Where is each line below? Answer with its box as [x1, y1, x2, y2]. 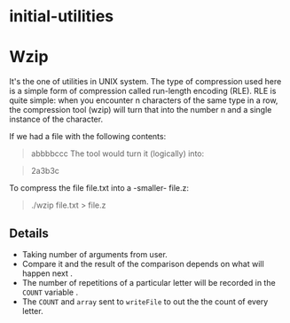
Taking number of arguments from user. [21, 248, 169, 259]
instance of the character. [9, 114, 104, 125]
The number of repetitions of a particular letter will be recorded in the [21, 277, 277, 288]
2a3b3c [30, 166, 60, 177]
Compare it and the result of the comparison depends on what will [21, 258, 264, 269]
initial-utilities [9, 6, 114, 27]
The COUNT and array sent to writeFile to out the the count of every [21, 295, 269, 307]
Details [9, 225, 49, 240]
